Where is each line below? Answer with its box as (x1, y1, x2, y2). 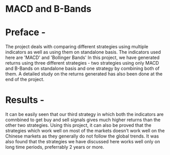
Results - (5, 94, 45, 106)
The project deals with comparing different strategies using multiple (5, 44, 148, 50)
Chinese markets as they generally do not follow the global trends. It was (5, 133, 159, 139)
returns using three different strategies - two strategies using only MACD (5, 60, 159, 66)
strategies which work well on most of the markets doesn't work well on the (5, 128, 165, 134)
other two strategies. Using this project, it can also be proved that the (5, 122, 152, 128)
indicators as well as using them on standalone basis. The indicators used (5, 49, 161, 55)
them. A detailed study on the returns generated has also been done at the (5, 71, 163, 77)
